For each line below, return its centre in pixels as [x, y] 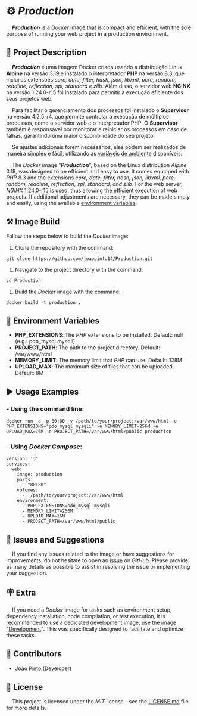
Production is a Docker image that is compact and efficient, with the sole [101, 27]
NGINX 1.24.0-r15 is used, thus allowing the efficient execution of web [92, 190]
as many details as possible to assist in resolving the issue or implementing [98, 567]
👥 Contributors [34, 654]
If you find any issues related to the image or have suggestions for [93, 554]
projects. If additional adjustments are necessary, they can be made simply [98, 196]
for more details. [26, 708]
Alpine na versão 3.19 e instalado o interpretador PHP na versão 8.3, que [95, 73]
